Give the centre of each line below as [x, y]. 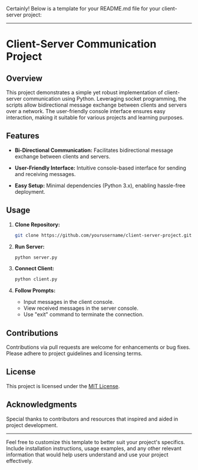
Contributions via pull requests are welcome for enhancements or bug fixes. [98, 347]
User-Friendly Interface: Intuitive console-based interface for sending [100, 168]
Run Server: [30, 246]
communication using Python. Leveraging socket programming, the [105, 99]
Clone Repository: [37, 224]
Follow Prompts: [35, 290]
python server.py [36, 257]
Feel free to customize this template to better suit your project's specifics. [96, 442]
